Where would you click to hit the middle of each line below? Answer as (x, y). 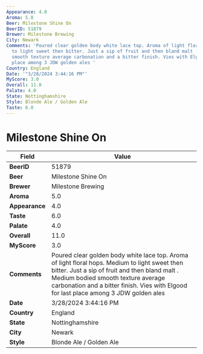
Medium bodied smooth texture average (108, 278)
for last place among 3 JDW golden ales (108, 293)
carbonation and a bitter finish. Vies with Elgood (119, 286)
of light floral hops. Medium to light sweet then (117, 263)
